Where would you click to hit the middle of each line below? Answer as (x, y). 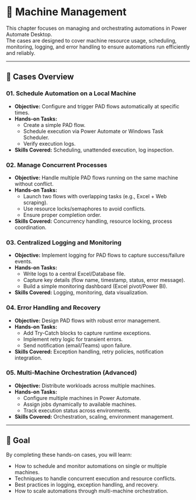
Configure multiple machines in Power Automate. (82, 398)
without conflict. (34, 184)
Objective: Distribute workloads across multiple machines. (85, 385)
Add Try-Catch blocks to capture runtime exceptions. (87, 333)
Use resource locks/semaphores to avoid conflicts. (84, 208)
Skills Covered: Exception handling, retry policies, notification (89, 351)
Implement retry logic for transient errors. (73, 339)
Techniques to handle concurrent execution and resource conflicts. (95, 478)
